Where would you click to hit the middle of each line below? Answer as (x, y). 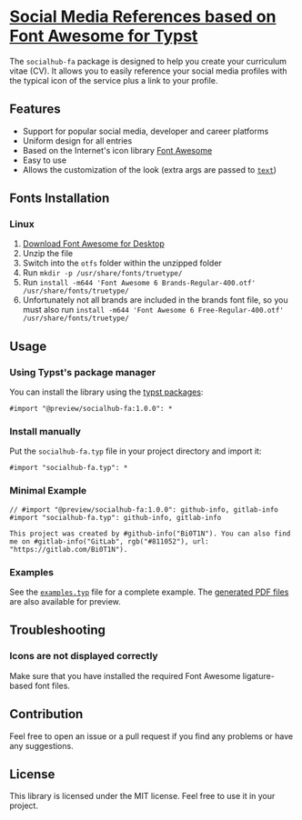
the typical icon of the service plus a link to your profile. (114, 80)
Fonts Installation (60, 199)
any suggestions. (42, 745)
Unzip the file (48, 254)
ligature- (258, 675)
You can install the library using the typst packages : (106, 392)
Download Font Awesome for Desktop (94, 244)
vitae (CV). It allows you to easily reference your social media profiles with (149, 71)
